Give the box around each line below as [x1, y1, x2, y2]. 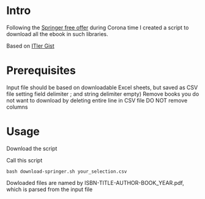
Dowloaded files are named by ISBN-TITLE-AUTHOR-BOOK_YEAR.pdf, [6, 179, 185, 186]
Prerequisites [6, 63, 76, 78]
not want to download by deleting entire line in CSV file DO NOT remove [6, 96, 188, 104]
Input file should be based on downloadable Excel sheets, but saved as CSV [6, 84, 198, 91]
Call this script [6, 156, 43, 164]
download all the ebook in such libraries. [6, 30, 108, 37]
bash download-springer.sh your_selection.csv [6, 168, 127, 175]
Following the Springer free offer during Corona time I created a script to [6, 24, 189, 31]
